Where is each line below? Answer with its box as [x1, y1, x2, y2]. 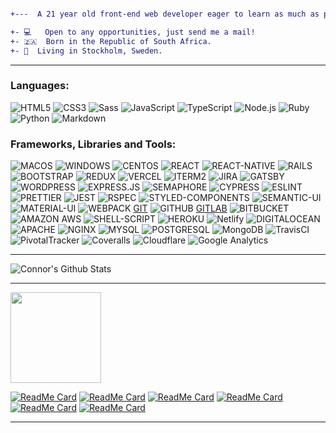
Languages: [10, 79, 70, 93]
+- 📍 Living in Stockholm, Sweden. [10, 46, 163, 56]
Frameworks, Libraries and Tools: [10, 137, 177, 151]
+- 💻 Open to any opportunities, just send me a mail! [10, 27, 256, 37]
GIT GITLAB [133, 202, 228, 215]
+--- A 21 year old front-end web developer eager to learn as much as [10, 9, 320, 19]
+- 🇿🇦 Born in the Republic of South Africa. [10, 36, 212, 46]
